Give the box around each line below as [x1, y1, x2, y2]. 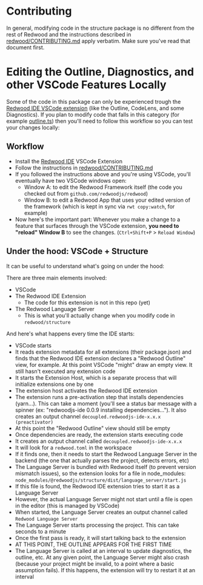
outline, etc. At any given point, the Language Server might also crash [15, 553, 190, 561]
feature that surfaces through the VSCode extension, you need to [15, 222, 179, 229]
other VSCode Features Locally [6, 78, 167, 92]
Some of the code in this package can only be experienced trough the [6, 98, 181, 105]
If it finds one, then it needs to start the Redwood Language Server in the [15, 450, 198, 457]
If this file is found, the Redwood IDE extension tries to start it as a [15, 482, 180, 490]
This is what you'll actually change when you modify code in [24, 312, 175, 319]
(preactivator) [15, 419, 54, 425]
